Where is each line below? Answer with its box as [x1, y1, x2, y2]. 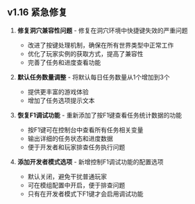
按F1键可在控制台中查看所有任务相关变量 [27, 125, 144, 133]
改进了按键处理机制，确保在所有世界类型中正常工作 [27, 41, 174, 49]
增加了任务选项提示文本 [27, 96, 95, 104]
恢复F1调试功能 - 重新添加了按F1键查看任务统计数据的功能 [17, 111, 183, 119]
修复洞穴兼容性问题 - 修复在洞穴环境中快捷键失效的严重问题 [17, 26, 189, 35]
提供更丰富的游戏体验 [27, 87, 89, 95]
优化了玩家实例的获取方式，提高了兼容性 [27, 49, 144, 57]
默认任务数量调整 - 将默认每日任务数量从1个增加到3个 [17, 73, 170, 81]
